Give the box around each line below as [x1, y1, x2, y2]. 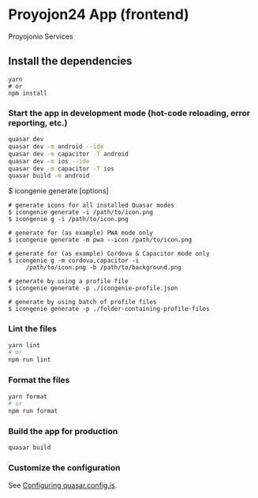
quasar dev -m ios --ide [8, 157, 90, 165]
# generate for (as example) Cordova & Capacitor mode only [8, 250, 211, 258]
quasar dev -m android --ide [8, 142, 104, 151]
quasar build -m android [8, 172, 90, 180]
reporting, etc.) [8, 117, 68, 128]
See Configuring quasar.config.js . [8, 480, 118, 490]
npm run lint [8, 356, 51, 364]
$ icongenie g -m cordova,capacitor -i [8, 256, 140, 265]
